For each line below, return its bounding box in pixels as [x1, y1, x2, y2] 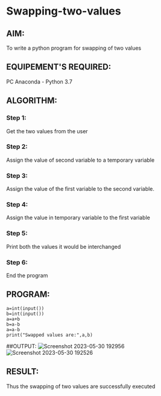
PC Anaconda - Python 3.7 [6, 78, 72, 85]
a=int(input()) [6, 305, 45, 311]
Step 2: [6, 142, 28, 151]
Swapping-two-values [6, 4, 122, 18]
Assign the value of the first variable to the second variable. [6, 185, 155, 193]
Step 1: [6, 114, 27, 122]
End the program [6, 271, 48, 279]
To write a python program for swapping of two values [6, 44, 142, 51]
